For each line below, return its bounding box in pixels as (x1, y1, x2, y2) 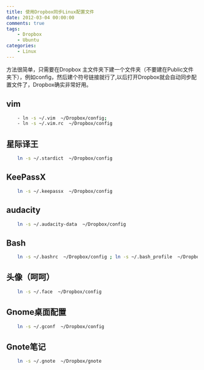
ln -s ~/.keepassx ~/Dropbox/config (17, 188, 113, 194)
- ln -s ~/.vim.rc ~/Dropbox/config (17, 121, 113, 127)
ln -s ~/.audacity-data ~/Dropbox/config (17, 221, 126, 227)
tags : (6, 25, 20, 32)
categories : (6, 43, 36, 49)
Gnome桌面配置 (6, 307, 67, 317)
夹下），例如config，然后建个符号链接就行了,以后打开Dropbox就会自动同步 (6, 73, 192, 81)
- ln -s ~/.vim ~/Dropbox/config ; (17, 115, 107, 121)
